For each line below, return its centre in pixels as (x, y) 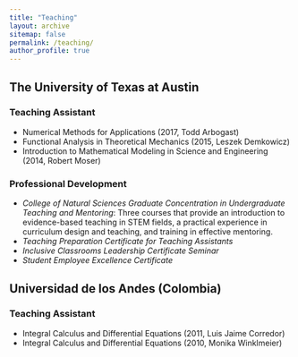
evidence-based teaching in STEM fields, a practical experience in (145, 222)
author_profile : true (50, 51)
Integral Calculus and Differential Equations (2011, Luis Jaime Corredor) (153, 333)
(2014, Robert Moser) (61, 160)
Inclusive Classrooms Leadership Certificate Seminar (120, 251)
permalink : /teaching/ (51, 42)
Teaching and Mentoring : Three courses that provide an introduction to (153, 213)
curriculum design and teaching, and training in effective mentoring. (147, 232)
